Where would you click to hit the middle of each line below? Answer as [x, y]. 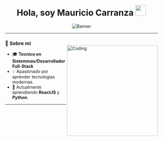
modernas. [23, 82]
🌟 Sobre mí [18, 43]
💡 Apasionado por [30, 71]
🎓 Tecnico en [27, 54]
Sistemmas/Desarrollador [39, 61]
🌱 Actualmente [27, 87]
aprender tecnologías [33, 77]
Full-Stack [23, 66]
